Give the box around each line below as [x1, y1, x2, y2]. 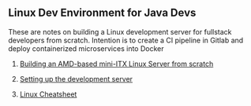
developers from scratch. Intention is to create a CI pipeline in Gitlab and [8, 35, 244, 45]
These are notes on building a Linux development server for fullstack [8, 27, 232, 36]
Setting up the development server [19, 74, 133, 83]
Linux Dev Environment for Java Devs [8, 6, 197, 20]
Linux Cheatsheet [19, 90, 77, 99]
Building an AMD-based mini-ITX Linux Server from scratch [19, 59, 214, 68]
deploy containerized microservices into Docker [8, 43, 164, 53]
